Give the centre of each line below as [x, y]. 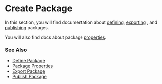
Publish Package [30, 77]
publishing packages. [27, 27]
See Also [16, 50]
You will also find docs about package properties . [56, 37]
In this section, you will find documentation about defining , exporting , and [81, 22]
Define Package [29, 61]
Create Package [39, 9]
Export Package [29, 71]
